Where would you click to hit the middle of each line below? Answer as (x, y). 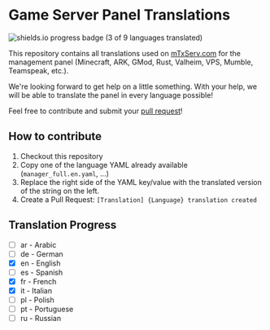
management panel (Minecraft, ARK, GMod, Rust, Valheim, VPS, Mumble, (131, 62)
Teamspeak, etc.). (39, 70)
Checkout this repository (61, 156)
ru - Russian (41, 319)
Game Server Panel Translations (119, 15)
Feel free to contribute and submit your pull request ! (96, 111)
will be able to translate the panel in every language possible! (111, 95)
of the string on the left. (60, 191)
